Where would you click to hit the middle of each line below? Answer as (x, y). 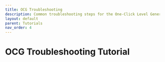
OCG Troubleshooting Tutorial (68, 52)
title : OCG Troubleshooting (34, 10)
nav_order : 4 (18, 28)
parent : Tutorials (24, 23)
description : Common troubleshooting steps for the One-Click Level (77, 14)
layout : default (22, 19)
